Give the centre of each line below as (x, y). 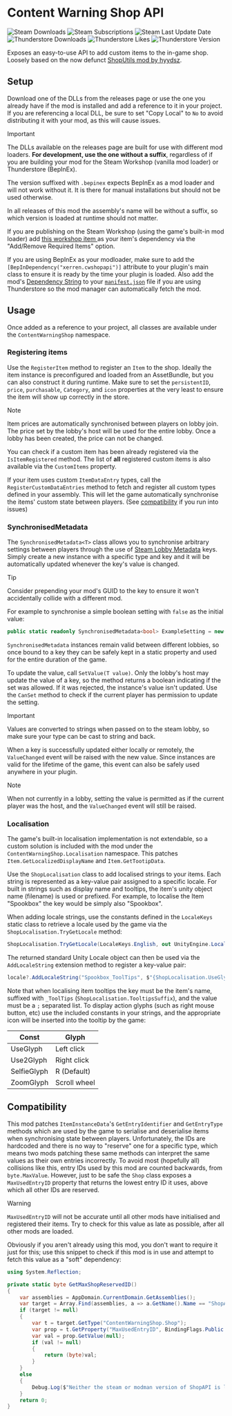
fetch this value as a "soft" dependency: (65, 1259)
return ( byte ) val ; (70, 1355)
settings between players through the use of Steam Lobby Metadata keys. (112, 549)
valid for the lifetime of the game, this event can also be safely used (104, 764)
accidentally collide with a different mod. (65, 598)
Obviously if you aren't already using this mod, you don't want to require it (113, 1245)
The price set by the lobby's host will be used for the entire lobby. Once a (112, 431)
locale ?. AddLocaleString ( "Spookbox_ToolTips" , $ (78, 978)
